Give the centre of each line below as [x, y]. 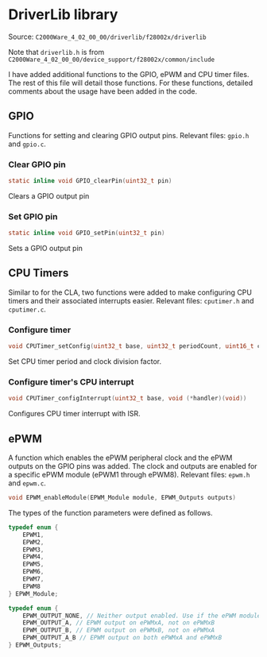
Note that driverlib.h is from [56, 52]
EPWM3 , [33, 550]
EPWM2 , [33, 542]
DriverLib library [63, 15]
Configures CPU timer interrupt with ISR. [74, 414]
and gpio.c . [27, 144]
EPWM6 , [33, 572]
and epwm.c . [27, 483]
